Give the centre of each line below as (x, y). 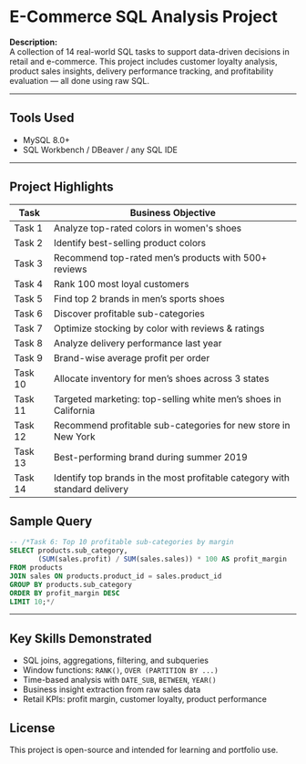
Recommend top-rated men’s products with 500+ (160, 257)
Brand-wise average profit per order (132, 357)
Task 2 (29, 243)
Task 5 (29, 298)
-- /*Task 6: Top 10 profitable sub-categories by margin (122, 542)
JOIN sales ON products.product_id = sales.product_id (116, 576)
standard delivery (91, 489)
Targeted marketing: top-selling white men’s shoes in (168, 398)
